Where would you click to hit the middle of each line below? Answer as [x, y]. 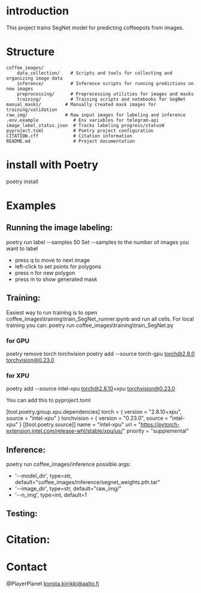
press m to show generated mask [56, 279]
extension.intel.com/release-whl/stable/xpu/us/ [65, 431]
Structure [31, 52]
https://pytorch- [160, 425]
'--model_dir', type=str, [43, 476]
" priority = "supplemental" [156, 431]
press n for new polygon [45, 273]
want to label [22, 248]
